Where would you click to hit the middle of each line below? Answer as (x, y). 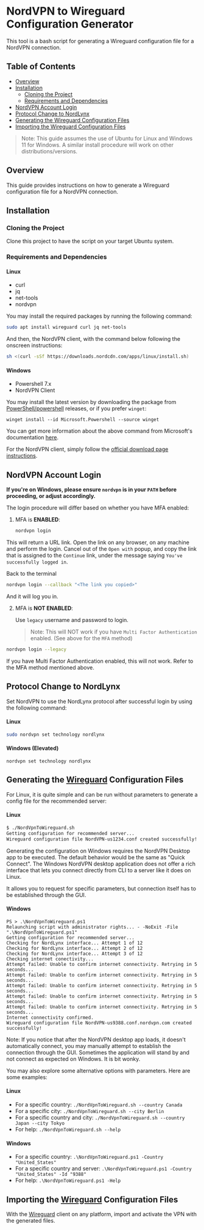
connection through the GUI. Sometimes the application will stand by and (98, 1052)
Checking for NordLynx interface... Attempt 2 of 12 (75, 948)
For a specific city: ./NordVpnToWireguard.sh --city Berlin (90, 1111)
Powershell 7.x (33, 384)
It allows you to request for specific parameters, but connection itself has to (101, 888)
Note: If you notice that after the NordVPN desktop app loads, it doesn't (96, 1040)
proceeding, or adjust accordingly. (51, 496)
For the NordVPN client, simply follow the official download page (87, 449)
